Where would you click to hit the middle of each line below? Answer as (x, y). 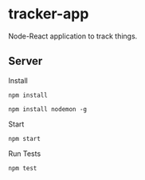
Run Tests (25, 154)
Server (25, 61)
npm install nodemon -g (48, 109)
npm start (25, 138)
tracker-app (49, 14)
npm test (23, 168)
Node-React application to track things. (73, 36)
